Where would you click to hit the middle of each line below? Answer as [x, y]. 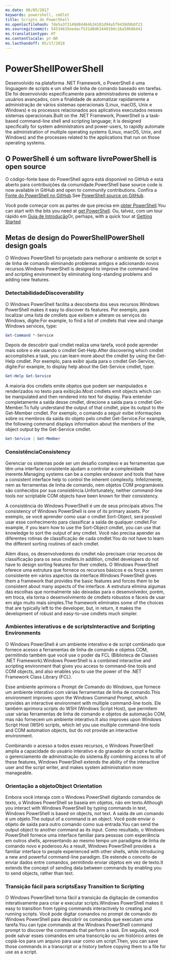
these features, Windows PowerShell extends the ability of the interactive [82, 762]
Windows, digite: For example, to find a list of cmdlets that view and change [84, 320]
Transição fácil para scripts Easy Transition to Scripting [75, 887]
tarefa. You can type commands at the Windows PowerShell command [79, 925]
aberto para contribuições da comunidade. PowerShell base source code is [84, 184]
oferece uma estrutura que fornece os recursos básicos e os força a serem [84, 570]
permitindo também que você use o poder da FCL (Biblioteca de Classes [82, 655]
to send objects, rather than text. [40, 874]
